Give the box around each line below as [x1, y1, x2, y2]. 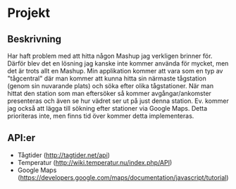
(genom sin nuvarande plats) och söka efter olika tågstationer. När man [7, 82, 213, 90]
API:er [7, 132, 36, 144]
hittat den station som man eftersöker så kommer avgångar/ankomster [7, 90, 211, 97]
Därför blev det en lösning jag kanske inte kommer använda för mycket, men [7, 59, 229, 68]
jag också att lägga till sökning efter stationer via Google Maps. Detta [7, 104, 208, 112]
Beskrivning [7, 33, 62, 45]
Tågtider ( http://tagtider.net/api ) [17, 150, 111, 159]
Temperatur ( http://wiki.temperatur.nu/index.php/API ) [17, 158, 173, 166]
